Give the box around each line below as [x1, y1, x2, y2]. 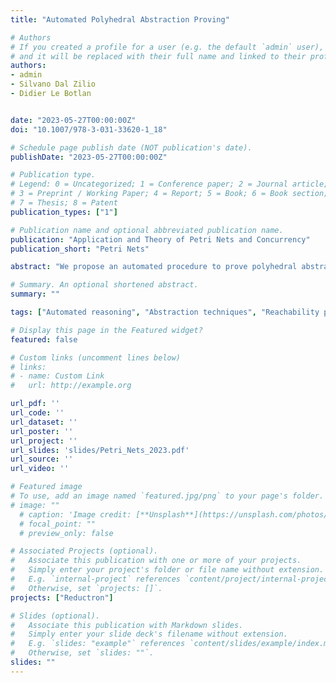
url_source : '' [10, 454, 74, 465]
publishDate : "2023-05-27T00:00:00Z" [10, 152, 168, 162]
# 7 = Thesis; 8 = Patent [10, 198, 118, 208]
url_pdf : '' [10, 399, 60, 409]
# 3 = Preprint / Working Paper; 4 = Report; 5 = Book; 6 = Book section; [10, 189, 329, 199]
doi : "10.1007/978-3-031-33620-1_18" [10, 124, 168, 135]
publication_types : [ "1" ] [10, 207, 118, 217]
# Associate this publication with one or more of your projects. [10, 556, 302, 566]
